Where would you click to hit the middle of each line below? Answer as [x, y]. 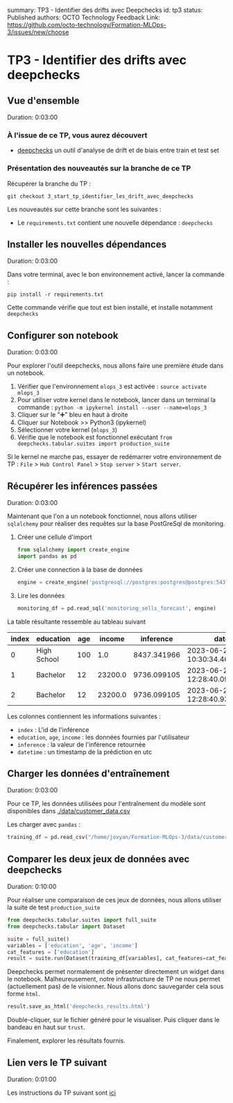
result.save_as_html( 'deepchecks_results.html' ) [79, 1006]
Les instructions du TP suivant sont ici [62, 1093]
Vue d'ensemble [43, 100]
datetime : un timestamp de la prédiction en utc [85, 752]
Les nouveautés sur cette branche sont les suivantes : [84, 209]
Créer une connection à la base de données [80, 570]
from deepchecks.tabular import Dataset [67, 927]
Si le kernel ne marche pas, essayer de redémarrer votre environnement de [114, 457]
